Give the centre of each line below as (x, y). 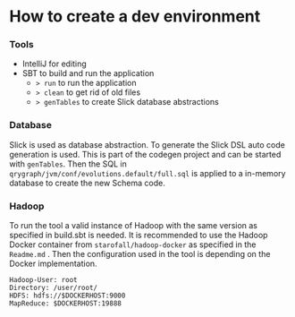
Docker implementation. (53, 264)
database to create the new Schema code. (87, 183)
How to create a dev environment (135, 17)
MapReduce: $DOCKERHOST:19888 (66, 304)
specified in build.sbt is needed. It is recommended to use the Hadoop (139, 236)
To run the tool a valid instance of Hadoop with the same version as (133, 226)
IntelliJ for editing (54, 64)
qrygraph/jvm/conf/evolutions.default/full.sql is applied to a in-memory (147, 173)
